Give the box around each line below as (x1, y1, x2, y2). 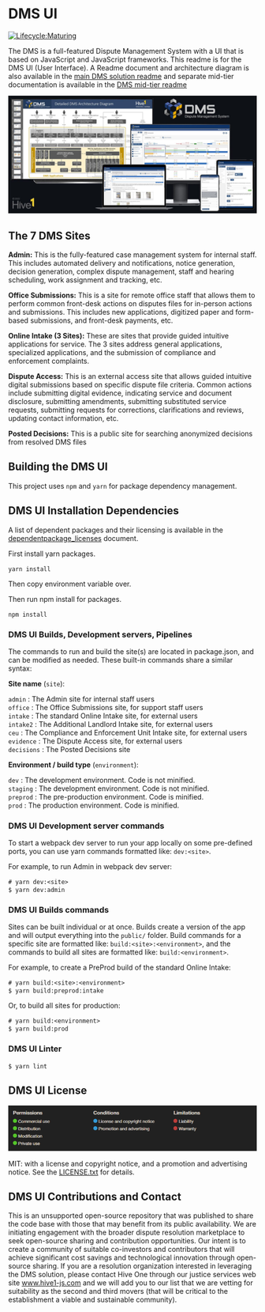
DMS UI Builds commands (8, 905, 109, 916)
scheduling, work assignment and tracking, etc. (8, 274, 162, 285)
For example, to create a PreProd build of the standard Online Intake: (8, 962, 231, 973)
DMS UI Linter (8, 1043, 62, 1054)
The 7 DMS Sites (8, 229, 91, 242)
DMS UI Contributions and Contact (8, 1189, 181, 1203)
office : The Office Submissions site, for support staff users (8, 702, 203, 712)
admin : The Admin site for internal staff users (8, 694, 155, 704)
